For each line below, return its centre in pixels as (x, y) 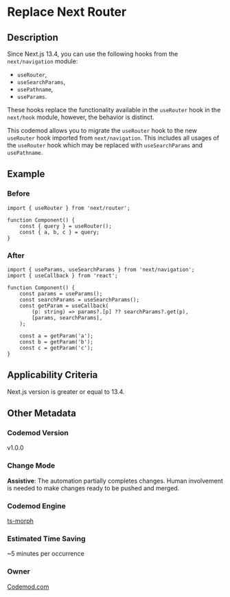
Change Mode (31, 465)
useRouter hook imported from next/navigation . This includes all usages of (113, 138)
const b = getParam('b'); (57, 342)
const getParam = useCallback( (64, 306)
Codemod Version (38, 433)
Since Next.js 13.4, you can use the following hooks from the (93, 54)
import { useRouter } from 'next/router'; (69, 208)
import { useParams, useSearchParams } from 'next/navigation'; (101, 269)
